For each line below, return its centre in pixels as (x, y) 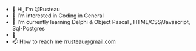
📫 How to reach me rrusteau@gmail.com (64, 41)
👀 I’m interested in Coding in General (58, 16)
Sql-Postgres (29, 28)
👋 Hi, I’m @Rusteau (36, 9)
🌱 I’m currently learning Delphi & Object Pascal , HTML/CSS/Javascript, (101, 22)
